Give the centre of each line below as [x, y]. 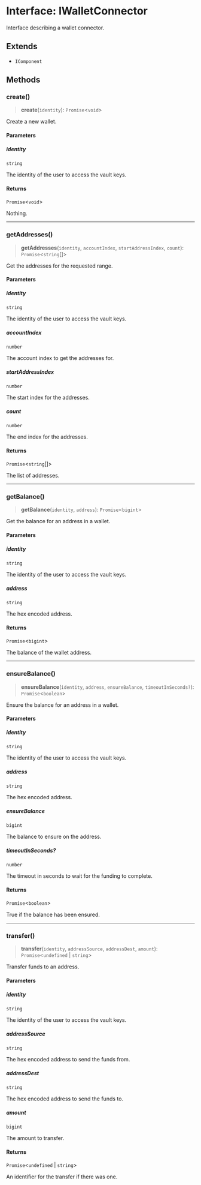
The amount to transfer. [35, 1138]
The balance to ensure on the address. [54, 836]
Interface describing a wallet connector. [55, 28]
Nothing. [17, 214]
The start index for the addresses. [48, 397]
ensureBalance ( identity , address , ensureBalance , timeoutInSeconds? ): [107, 687]
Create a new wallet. [31, 122]
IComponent [28, 61]
